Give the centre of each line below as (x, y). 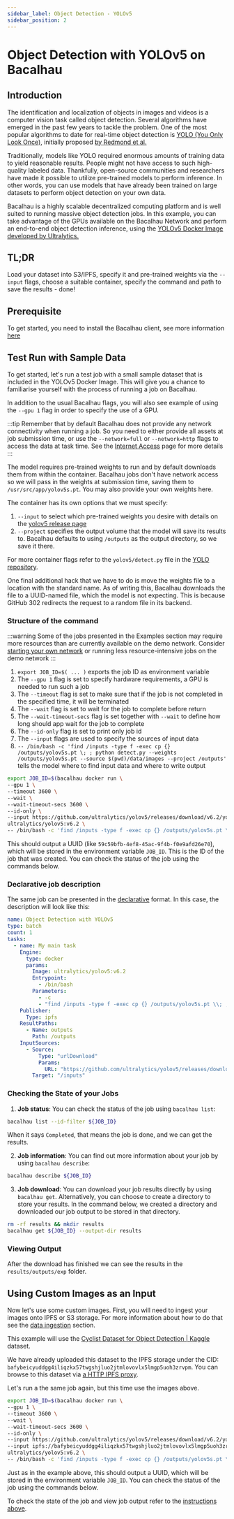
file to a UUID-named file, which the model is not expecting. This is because (116, 595)
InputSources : (40, 1043)
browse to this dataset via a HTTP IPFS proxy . (73, 1374)
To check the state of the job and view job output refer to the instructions (112, 1501)
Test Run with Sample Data (67, 357)
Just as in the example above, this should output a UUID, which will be (108, 1472)
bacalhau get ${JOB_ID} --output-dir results (74, 1231)
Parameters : (50, 991)
